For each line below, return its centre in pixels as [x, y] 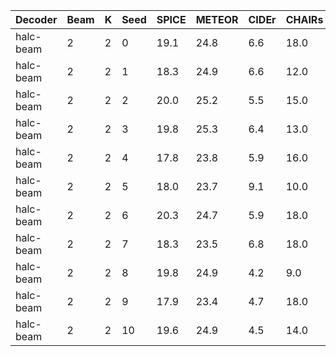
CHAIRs [304, 19]
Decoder [36, 19]
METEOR [217, 19]
